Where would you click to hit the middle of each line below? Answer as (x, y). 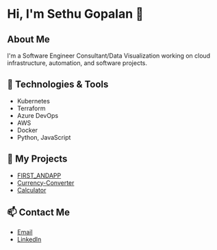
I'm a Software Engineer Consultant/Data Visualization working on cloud (109, 55)
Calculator (31, 190)
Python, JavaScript (44, 137)
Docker (27, 130)
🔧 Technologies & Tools (58, 85)
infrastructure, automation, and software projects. (77, 63)
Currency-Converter (46, 183)
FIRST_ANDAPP (39, 175)
